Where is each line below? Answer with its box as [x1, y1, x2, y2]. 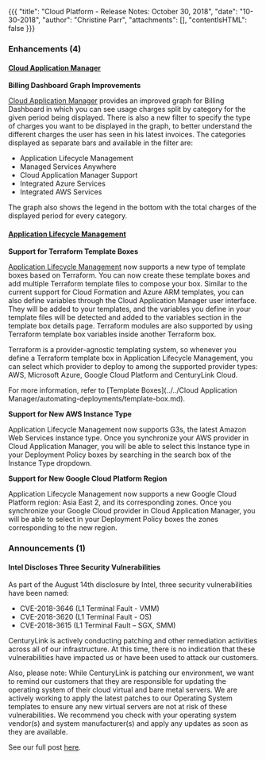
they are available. [8, 727, 68, 737]
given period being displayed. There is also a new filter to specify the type [8, 113, 251, 122]
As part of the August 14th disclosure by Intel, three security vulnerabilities [8, 580, 253, 589]
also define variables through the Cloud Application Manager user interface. [8, 296, 257, 305]
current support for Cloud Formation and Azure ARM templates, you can [8, 287, 245, 297]
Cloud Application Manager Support [19, 171, 138, 180]
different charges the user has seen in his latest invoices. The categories [8, 130, 246, 140]
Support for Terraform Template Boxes [8, 247, 139, 256]
